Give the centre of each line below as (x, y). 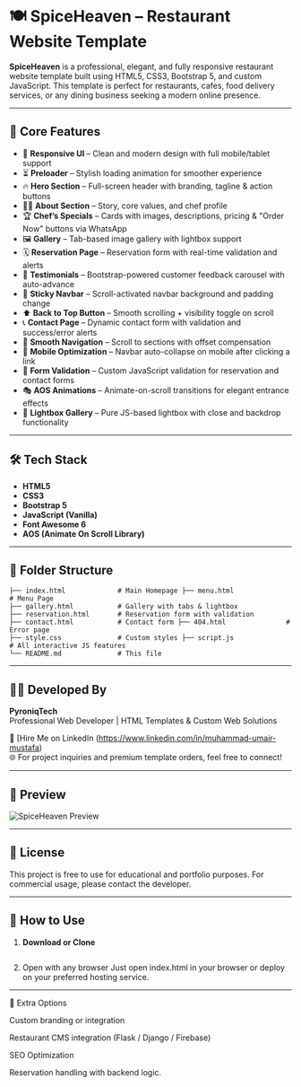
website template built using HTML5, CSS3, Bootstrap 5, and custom (136, 75)
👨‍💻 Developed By (58, 690)
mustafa (25, 748)
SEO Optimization (42, 1055)
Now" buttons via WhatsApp (74, 228)
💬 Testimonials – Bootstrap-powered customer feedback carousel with (153, 275)
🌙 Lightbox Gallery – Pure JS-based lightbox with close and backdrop (151, 412)
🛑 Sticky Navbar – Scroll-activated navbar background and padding (148, 294)
